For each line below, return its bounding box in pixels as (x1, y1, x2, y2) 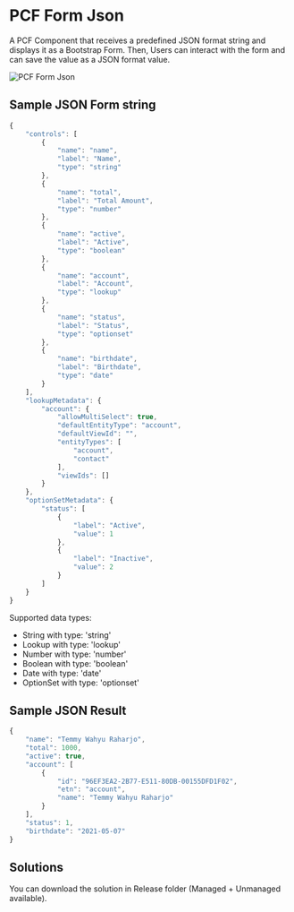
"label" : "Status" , (56, 321, 130, 330)
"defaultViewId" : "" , (56, 429, 139, 439)
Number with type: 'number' (21, 649, 127, 659)
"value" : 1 (72, 529, 114, 538)
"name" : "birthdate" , (56, 355, 139, 364)
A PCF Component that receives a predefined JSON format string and (9, 35, 266, 46)
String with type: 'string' (21, 629, 112, 641)
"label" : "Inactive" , (72, 555, 154, 564)
